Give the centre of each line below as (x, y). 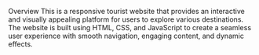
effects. (20, 44)
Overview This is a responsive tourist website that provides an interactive (126, 11)
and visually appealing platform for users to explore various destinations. (126, 19)
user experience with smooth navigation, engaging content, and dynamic (126, 36)
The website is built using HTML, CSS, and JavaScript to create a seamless (130, 27)
